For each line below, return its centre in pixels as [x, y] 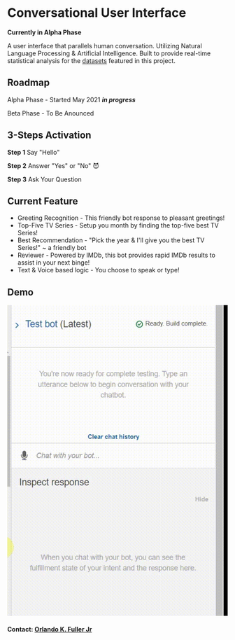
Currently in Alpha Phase [44, 32]
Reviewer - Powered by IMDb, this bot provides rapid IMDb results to [116, 255]
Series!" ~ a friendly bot [52, 248]
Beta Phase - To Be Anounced [51, 113]
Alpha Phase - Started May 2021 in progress [72, 99]
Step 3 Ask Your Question [44, 179]
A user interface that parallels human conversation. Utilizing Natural [105, 46]
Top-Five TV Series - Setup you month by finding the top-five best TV [118, 225]
